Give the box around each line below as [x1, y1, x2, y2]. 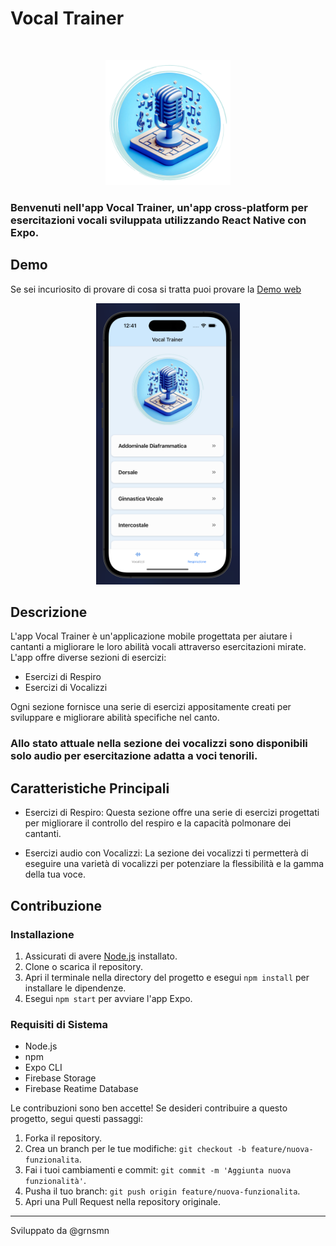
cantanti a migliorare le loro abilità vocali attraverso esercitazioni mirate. [10, 641, 307, 653]
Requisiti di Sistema [10, 1017, 109, 1031]
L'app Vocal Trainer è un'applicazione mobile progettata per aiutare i [10, 630, 293, 642]
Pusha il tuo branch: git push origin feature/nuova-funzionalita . [24, 1185, 301, 1197]
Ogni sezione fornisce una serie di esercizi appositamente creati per [10, 701, 292, 713]
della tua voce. [24, 868, 86, 881]
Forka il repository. [24, 1132, 103, 1144]
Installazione [10, 927, 75, 941]
